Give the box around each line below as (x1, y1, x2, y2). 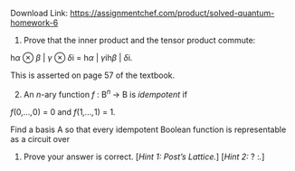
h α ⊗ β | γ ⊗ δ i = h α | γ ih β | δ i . (10, 52, 133, 62)
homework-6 (10, 17, 59, 28)
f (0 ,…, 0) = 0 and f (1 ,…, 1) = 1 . (10, 106, 116, 117)
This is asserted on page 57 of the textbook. (10, 70, 176, 81)
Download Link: (10, 8, 69, 18)
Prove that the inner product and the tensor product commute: (23, 35, 256, 45)
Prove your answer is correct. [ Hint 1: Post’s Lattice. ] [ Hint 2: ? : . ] (23, 151, 265, 162)
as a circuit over (10, 133, 71, 144)
